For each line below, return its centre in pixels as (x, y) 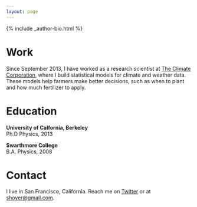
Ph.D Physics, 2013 (29, 134)
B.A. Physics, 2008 (29, 152)
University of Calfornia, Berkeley (47, 127)
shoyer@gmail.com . (30, 198)
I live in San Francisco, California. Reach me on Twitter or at (78, 192)
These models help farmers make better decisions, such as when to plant (95, 81)
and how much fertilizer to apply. (46, 87)
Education (32, 111)
